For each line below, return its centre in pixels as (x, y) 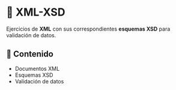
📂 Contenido (30, 54)
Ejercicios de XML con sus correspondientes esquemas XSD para (88, 29)
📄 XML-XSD (36, 12)
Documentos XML (37, 68)
